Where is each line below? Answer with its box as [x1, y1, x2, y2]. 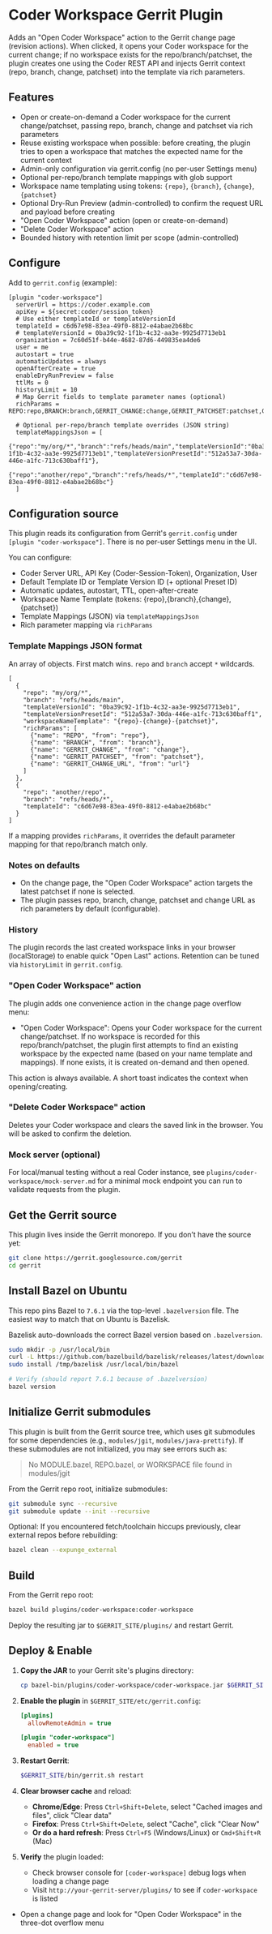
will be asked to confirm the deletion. [8, 1129, 132, 1139]
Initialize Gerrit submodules [8, 1405, 151, 1419]
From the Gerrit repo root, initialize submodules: [8, 1484, 168, 1494]
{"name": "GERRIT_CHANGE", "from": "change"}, [29, 745, 190, 753]
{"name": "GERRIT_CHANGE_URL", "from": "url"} [29, 760, 190, 768]
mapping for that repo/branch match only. [8, 839, 148, 849]
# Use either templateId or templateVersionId [15, 315, 176, 323]
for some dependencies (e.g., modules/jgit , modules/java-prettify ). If [8, 1435, 244, 1445]
